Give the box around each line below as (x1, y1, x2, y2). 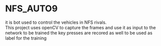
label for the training (5, 35, 47, 41)
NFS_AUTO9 (5, 3, 58, 14)
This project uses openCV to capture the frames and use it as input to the (5, 24, 156, 30)
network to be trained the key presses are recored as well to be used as (5, 30, 153, 36)
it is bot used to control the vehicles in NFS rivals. (5, 19, 107, 25)
